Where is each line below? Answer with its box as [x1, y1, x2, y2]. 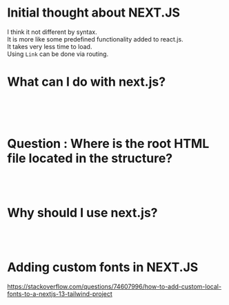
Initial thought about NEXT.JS [7, 5, 181, 21]
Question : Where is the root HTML [7, 136, 210, 151]
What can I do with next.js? [7, 74, 166, 90]
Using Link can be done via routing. [7, 50, 109, 58]
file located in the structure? [7, 151, 173, 167]
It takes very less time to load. [7, 42, 92, 50]
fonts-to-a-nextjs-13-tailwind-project [7, 289, 112, 298]
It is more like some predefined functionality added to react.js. [7, 35, 184, 43]
